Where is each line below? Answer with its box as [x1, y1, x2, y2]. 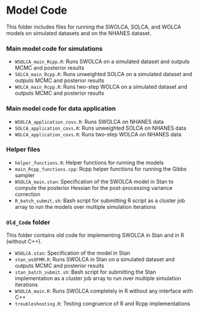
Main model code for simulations [6, 44, 103, 52]
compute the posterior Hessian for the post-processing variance [14, 184, 173, 191]
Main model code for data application [6, 105, 116, 113]
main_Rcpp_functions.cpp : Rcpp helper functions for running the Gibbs [14, 165, 187, 173]
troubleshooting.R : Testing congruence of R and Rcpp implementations [14, 300, 191, 307]
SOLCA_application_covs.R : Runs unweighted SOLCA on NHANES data [14, 124, 187, 132]
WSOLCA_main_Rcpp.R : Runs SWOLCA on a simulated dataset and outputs [14, 58, 190, 65]
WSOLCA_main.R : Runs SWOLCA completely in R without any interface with [14, 287, 193, 295]
